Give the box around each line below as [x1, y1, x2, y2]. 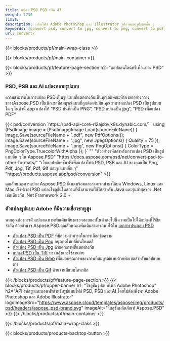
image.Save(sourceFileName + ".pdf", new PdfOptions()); [5, 132, 125, 138]
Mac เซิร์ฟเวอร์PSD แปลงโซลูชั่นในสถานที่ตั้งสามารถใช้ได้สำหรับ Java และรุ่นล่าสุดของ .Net [5, 186, 162, 193]
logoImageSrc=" [5, 299, 39, 306]
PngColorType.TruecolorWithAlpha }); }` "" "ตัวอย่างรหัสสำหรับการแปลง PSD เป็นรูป [5, 148, 164, 155]
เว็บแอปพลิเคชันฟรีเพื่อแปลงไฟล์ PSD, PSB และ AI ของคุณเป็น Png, [41, 160, 158, 166]
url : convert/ [5, 31, 35, 36]
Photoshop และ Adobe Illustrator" [5, 293, 73, 299]
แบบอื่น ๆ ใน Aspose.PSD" [5, 154, 56, 160]
